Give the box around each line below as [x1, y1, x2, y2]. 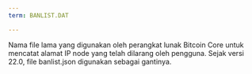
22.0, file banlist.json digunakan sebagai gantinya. [8, 57, 172, 66]
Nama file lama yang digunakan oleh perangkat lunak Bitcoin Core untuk [8, 40, 244, 50]
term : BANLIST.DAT [8, 11, 69, 20]
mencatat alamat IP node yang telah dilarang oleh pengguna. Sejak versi [8, 48, 244, 57]
